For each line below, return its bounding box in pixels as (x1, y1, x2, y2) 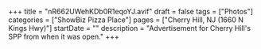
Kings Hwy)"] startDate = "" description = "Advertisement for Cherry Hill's (8, 24, 251, 32)
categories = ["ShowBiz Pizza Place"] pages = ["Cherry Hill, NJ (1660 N (8, 15, 244, 24)
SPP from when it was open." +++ (8, 32, 119, 41)
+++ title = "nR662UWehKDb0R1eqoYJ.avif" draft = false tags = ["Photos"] (8, 7, 253, 16)
